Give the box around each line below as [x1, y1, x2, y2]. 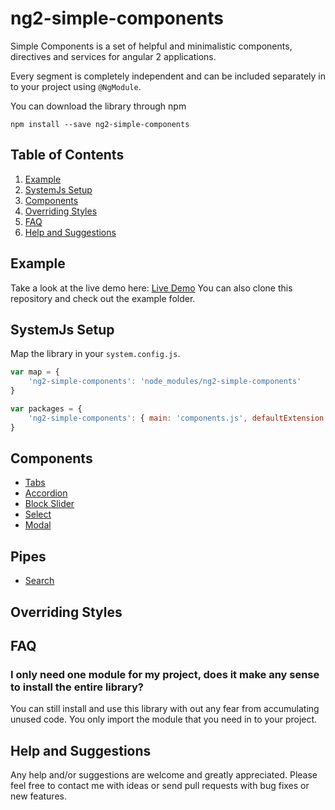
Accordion [24, 487, 68, 499]
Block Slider [24, 498, 75, 510]
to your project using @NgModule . [10, 80, 142, 92]
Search [24, 575, 55, 587]
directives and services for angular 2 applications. [10, 50, 217, 62]
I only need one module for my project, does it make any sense [10, 667, 320, 681]
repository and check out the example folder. [10, 292, 196, 304]
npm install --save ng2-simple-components [10, 119, 190, 129]
